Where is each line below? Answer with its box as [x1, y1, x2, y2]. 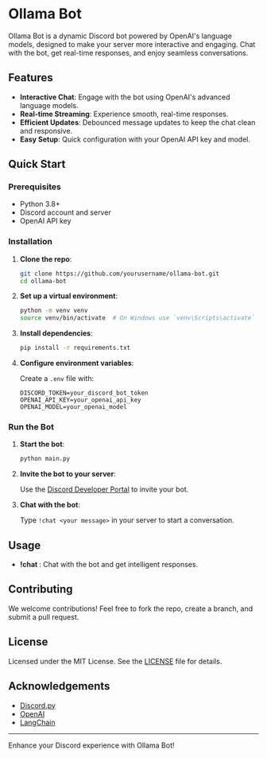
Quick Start [8, 157, 66, 171]
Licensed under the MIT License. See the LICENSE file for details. [8, 656, 222, 666]
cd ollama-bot [19, 277, 67, 285]
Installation [8, 236, 53, 247]
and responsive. [19, 126, 73, 135]
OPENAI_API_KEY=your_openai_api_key [19, 396, 141, 404]
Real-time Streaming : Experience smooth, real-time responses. [19, 109, 229, 119]
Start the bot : [19, 439, 65, 449]
